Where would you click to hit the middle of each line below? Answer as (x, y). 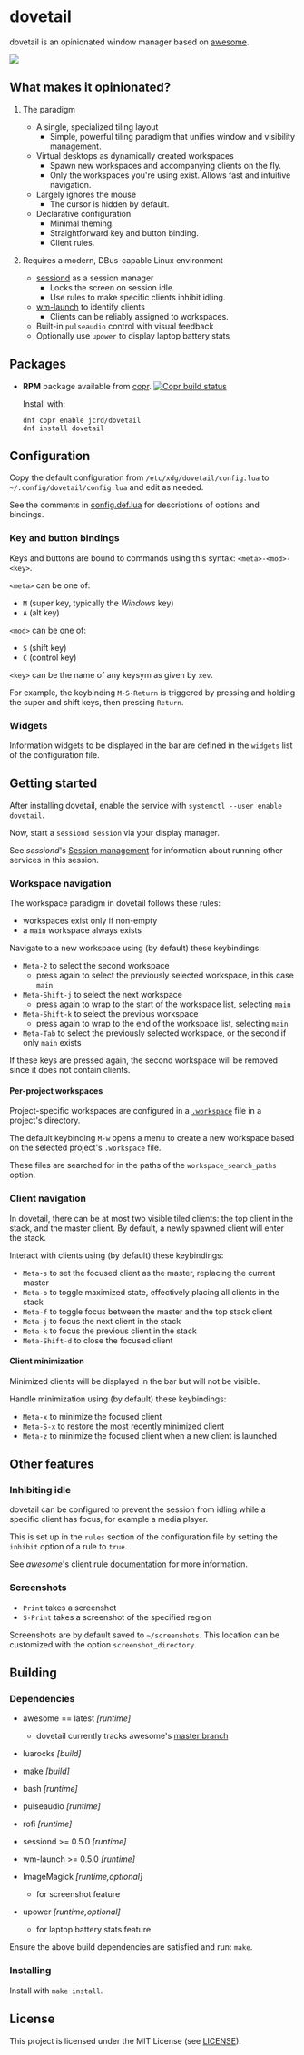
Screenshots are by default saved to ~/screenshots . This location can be (144, 1635)
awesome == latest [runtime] (77, 1718)
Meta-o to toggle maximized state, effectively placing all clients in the (151, 1292)
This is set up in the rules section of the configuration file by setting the (144, 1537)
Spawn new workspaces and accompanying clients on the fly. (165, 165)
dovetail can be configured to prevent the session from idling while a (137, 1509)
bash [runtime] (50, 1789)
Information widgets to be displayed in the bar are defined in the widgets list (151, 745)
